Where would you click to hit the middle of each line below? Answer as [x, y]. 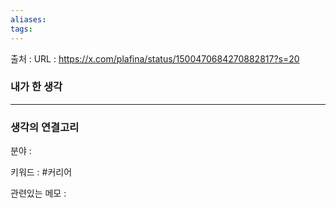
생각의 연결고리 [45, 127]
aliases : [28, 19]
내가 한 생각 [36, 87]
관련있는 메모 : [38, 193]
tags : [21, 29]
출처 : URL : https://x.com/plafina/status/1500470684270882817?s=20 [155, 58]
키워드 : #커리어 [41, 172]
